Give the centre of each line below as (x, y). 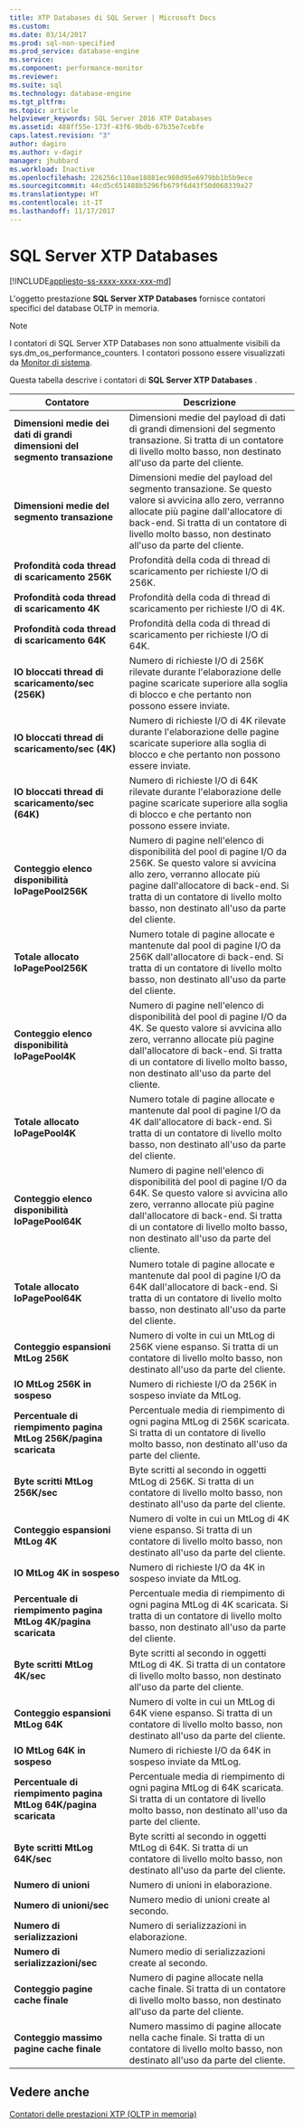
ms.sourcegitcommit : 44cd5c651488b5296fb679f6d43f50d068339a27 (131, 186)
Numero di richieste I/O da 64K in (200, 1750)
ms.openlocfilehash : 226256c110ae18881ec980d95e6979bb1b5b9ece (131, 177)
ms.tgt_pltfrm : (38, 102)
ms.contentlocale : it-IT (56, 203)
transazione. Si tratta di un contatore (206, 440)
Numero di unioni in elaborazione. (200, 1885)
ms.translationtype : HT (54, 194)
